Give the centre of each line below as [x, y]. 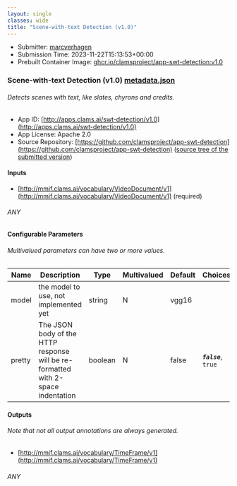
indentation [57, 396]
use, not [52, 296]
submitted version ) [45, 157]
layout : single [30, 14]
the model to [59, 287]
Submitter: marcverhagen [55, 47]
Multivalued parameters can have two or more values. [86, 250]
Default [183, 275]
